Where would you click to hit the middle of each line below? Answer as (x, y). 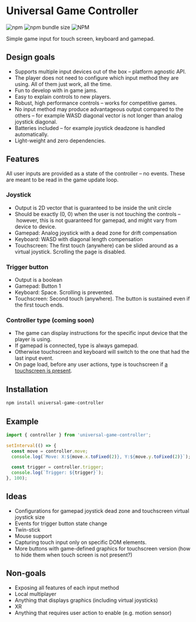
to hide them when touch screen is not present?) (73, 555)
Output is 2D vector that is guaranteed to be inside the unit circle (93, 207)
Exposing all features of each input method (67, 587)
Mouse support (33, 536)
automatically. (31, 134)
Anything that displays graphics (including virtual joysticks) (86, 600)
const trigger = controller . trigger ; (58, 467)
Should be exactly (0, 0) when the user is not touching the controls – (97, 214)
